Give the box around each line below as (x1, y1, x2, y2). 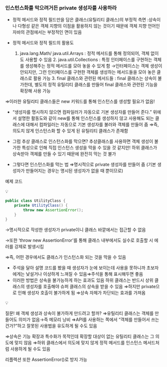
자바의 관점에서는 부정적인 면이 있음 (12, 29, 82, 35)
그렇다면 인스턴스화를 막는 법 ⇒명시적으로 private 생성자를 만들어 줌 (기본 (12, 161, 156, 168)
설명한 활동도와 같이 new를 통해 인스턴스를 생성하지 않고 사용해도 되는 (17, 115, 155, 121)
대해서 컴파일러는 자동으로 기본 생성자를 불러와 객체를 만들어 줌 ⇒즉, (25, 121, 159, 128)
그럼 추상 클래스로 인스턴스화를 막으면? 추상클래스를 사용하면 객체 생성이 (12, 138, 154, 144)
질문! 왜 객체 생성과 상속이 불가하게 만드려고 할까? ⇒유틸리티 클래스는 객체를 (5, 310, 154, 316)
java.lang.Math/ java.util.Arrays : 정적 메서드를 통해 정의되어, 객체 (19, 50, 150, 56)
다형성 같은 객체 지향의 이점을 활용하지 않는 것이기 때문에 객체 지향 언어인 (17, 23, 161, 29)
